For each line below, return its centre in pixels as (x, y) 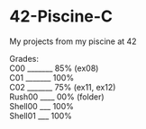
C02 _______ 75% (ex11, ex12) (63, 87)
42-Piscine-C (61, 17)
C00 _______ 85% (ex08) (54, 68)
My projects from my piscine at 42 (73, 41)
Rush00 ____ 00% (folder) (57, 97)
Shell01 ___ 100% (41, 116)
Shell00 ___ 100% (42, 106)
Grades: (24, 58)
